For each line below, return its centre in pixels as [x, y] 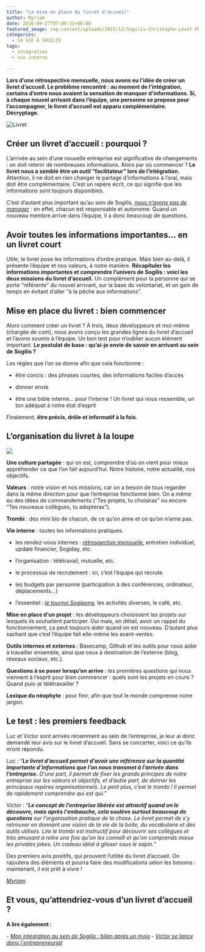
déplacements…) [36, 591]
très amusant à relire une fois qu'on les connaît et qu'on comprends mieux [100, 837]
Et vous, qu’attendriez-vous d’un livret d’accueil [99, 900]
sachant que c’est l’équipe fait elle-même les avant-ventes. [80, 634]
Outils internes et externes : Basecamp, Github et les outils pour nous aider [102, 646]
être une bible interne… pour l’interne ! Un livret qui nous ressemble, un [105, 399]
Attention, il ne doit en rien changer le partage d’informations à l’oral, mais [99, 178]
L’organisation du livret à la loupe [70, 437]
